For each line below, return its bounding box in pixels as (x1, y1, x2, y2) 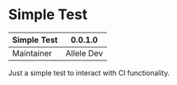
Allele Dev (65, 48, 103, 59)
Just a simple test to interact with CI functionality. (8, 68, 171, 77)
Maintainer (12, 48, 52, 59)
